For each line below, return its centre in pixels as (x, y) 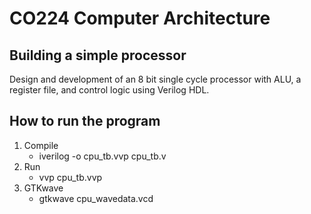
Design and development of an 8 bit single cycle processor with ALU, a (155, 79)
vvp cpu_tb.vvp (70, 177)
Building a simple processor (98, 55)
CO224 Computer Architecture (140, 18)
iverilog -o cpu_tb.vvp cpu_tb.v (102, 156)
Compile (41, 145)
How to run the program (85, 121)
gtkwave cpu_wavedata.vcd (96, 198)
